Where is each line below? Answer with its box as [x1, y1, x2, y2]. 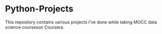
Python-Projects [5, 3, 74, 14]
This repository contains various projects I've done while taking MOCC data [5, 19, 157, 25]
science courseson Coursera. [5, 24, 64, 30]
